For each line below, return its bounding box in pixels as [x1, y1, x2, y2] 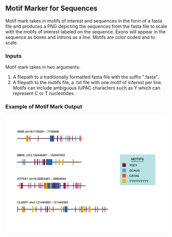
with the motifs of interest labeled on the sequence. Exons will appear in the [5, 28, 166, 35]
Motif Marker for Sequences [5, 4, 98, 13]
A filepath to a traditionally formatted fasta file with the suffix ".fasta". [12, 74, 159, 80]
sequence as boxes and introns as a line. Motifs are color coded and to [5, 34, 156, 40]
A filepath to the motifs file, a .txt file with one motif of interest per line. [12, 80, 163, 86]
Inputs [5, 52, 22, 60]
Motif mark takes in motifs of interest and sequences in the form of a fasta [5, 17, 163, 24]
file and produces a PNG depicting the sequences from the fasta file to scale [5, 23, 167, 29]
